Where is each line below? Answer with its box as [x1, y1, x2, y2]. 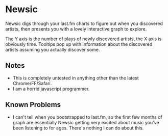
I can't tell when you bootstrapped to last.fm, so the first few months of [12, 114, 162, 120]
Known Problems [5, 100, 61, 109]
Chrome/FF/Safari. [12, 80, 52, 86]
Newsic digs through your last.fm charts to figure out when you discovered [5, 20, 163, 26]
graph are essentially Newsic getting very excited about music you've [12, 119, 159, 125]
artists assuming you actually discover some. [5, 46, 100, 52]
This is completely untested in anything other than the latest [12, 75, 139, 81]
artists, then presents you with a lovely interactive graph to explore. [5, 25, 147, 32]
